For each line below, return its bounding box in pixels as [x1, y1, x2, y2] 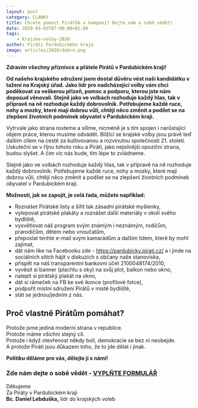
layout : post [6, 8, 38, 15]
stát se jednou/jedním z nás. [14, 291, 84, 298]
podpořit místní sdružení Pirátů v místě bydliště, [14, 285, 131, 292]
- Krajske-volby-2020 [17, 36, 70, 42]
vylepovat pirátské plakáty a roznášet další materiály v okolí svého [14, 209, 176, 216]
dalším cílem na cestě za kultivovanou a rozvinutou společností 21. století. [6, 137, 186, 144]
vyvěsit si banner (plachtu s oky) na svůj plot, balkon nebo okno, [14, 266, 173, 273]
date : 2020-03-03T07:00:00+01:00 [6, 25, 89, 31]
